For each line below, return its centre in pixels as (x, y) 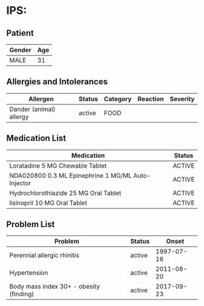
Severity (182, 99)
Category (118, 99)
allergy (19, 117)
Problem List (31, 224)
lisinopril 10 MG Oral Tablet (48, 203)
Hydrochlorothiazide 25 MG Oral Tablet (65, 193)
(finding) (22, 294)
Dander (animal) (32, 109)
